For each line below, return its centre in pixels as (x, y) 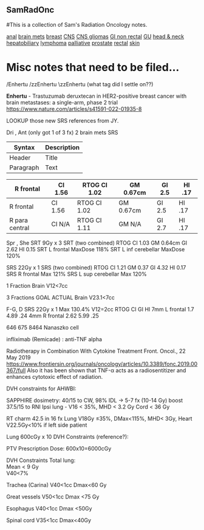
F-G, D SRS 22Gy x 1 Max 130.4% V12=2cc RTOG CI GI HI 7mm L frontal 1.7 (100, 309)
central (19, 228)
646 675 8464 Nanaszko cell (42, 327)
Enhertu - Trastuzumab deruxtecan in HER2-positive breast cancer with (97, 96)
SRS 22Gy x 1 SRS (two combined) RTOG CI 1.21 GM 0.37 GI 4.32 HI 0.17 (96, 267)
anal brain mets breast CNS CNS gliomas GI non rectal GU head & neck (95, 36)
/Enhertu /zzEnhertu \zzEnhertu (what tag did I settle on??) (80, 84)
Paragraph (24, 168)
